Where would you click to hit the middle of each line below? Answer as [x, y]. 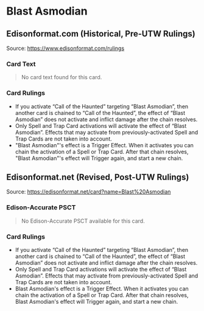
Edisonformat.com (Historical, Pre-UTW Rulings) [101, 34]
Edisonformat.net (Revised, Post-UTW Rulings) [98, 177]
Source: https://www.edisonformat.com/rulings [65, 48]
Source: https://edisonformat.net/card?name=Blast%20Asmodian [89, 192]
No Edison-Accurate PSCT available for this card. [83, 221]
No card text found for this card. [62, 77]
